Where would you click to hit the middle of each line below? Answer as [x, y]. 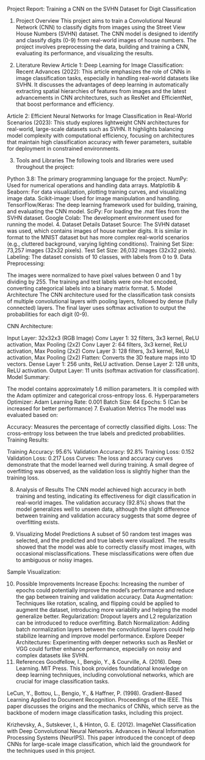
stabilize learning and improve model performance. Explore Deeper [100, 636]
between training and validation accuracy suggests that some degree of [106, 516]
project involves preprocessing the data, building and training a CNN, [103, 47]
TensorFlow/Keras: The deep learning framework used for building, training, [102, 205]
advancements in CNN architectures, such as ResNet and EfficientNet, [104, 98]
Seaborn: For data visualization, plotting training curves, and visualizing [97, 192]
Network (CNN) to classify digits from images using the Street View [100, 27]
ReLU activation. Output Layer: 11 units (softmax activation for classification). [103, 371]
